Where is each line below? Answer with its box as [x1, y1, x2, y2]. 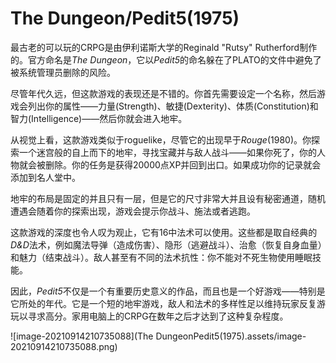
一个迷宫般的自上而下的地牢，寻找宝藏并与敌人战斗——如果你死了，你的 [18, 146, 317, 158]
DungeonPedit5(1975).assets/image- [155, 330, 307, 342]
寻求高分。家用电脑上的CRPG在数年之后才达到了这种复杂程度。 [27, 310, 289, 322]
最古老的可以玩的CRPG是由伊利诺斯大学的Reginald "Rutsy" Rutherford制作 [10, 41, 318, 53]
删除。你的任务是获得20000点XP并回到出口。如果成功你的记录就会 [44, 158, 322, 171]
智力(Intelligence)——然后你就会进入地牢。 [10, 112, 188, 124]
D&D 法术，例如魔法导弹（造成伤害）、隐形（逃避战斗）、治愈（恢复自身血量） [10, 238, 323, 251]
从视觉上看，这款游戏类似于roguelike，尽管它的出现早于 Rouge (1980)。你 [10, 133, 312, 146]
